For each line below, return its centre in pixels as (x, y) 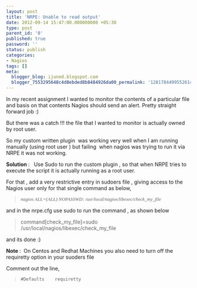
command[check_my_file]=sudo (59, 222)
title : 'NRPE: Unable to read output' (53, 17)
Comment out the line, (33, 268)
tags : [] (17, 66)
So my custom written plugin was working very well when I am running (92, 140)
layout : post (22, 11)
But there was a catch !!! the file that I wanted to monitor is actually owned (96, 123)
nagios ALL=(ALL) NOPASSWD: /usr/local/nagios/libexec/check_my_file (91, 199)
